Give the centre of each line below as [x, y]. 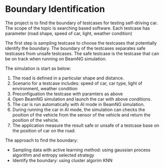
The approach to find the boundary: [42, 140]
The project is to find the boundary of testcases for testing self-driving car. [82, 23]
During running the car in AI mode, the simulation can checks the [79, 110]
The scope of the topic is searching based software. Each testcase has [78, 28]
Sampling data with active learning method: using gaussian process [81, 150]
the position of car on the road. [44, 130]
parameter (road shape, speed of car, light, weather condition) [69, 33]
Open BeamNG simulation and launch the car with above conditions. [82, 99]
